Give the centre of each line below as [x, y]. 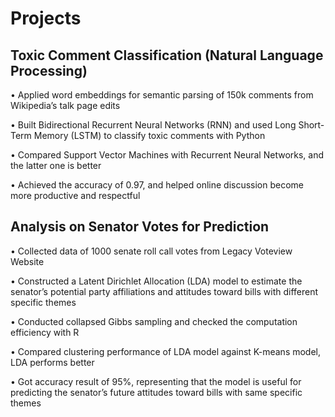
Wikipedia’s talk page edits [65, 105]
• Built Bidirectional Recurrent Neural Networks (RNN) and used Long [153, 125]
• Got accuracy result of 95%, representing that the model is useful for [156, 381]
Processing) [49, 70]
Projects [46, 18]
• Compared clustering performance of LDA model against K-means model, [166, 351]
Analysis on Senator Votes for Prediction [140, 227]
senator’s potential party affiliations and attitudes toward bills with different [164, 291]
